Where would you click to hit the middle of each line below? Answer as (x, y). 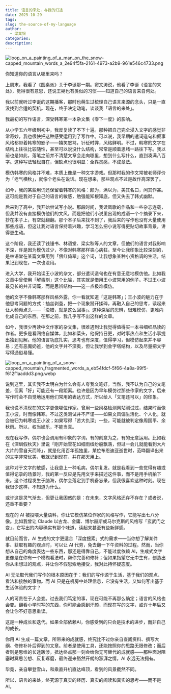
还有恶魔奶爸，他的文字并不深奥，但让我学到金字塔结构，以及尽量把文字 (90, 346)
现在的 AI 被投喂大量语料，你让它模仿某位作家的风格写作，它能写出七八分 (82, 515)
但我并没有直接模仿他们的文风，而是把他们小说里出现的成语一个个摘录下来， (85, 213)
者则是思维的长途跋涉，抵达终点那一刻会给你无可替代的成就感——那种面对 (83, 652)
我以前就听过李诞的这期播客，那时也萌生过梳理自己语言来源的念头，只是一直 (85, 102)
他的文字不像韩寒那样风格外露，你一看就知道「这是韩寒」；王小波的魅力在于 (84, 297)
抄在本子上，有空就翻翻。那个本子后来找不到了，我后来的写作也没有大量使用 (85, 219)
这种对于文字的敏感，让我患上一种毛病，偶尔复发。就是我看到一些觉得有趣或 (85, 467)
